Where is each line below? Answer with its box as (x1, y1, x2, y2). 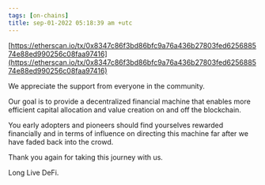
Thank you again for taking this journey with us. (8, 152, 164, 162)
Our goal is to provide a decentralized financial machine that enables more (8, 96, 251, 106)
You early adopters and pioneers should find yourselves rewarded (8, 120, 224, 130)
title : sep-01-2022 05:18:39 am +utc (8, 19, 133, 27)
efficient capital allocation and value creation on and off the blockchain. (8, 104, 241, 115)
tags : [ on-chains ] (8, 11, 69, 20)
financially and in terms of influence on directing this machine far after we (8, 128, 249, 138)
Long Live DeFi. (8, 168, 59, 177)
